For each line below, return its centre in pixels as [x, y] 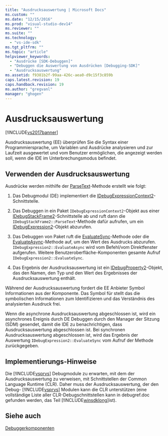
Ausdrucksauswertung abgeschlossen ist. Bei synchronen [65, 330]
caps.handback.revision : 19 [35, 84]
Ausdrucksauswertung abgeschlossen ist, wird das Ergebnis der [72, 335]
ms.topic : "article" [27, 52]
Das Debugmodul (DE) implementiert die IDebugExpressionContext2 [83, 196]
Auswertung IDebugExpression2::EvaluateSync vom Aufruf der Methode [79, 340]
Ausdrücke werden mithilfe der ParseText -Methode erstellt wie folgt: [76, 186]
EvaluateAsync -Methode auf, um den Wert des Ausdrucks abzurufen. [84, 242]
